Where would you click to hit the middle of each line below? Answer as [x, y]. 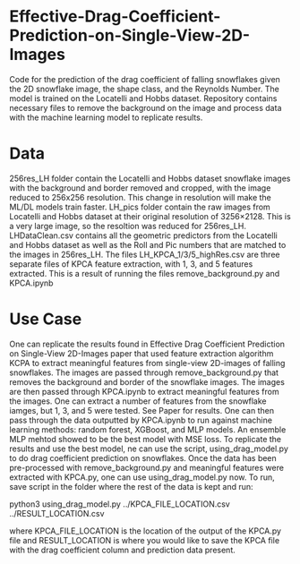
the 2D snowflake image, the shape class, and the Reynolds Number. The [144, 89]
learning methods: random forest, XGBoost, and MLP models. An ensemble [148, 429]
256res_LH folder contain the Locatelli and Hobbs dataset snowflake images [150, 178]
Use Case [46, 319]
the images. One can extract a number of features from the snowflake [138, 401]
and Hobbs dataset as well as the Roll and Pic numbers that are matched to [148, 244]
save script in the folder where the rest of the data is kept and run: [131, 486]
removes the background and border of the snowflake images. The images [147, 381]
